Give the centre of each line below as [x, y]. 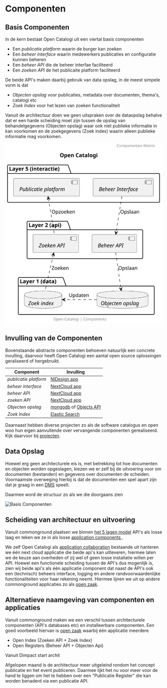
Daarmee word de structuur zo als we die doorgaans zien [64, 494]
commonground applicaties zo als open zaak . [52, 584]
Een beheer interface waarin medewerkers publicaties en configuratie [84, 54]
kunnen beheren [29, 60]
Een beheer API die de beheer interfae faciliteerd [63, 65]
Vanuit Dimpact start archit [33, 655]
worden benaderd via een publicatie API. [47, 680]
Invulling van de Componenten [54, 338]
